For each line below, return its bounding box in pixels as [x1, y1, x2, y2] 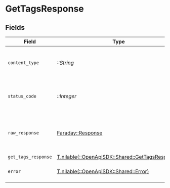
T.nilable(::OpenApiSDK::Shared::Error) [57, 168, 149, 175]
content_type [8, 60, 39, 66]
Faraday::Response [57, 129, 103, 136]
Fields [5, 23, 25, 32]
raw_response [8, 130, 39, 135]
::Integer [57, 93, 77, 100]
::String [57, 59, 74, 66]
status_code [8, 93, 37, 99]
